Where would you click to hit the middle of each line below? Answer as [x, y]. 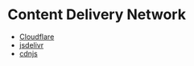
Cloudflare [37, 37]
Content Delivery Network [97, 15]
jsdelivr [31, 45]
